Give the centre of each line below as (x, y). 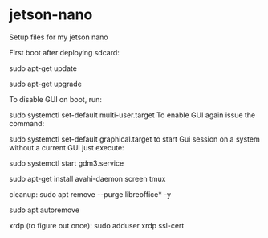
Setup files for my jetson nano (59, 37)
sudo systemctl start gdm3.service (67, 163)
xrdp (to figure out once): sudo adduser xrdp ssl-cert (97, 225)
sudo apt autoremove (44, 210)
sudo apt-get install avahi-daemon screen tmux (87, 178)
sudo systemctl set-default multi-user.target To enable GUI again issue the (132, 115)
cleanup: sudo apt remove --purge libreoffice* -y (90, 194)
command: (27, 123)
